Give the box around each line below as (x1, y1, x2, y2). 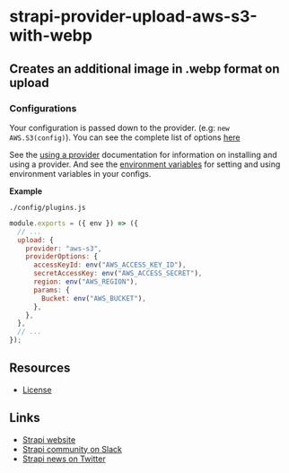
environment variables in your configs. (9, 168, 152, 179)
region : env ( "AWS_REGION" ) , (32, 277, 139, 286)
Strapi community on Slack (22, 443, 123, 454)
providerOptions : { (25, 252, 99, 261)
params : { (32, 285, 70, 294)
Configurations (9, 101, 77, 114)
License (22, 384, 52, 395)
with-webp (9, 25, 92, 46)
